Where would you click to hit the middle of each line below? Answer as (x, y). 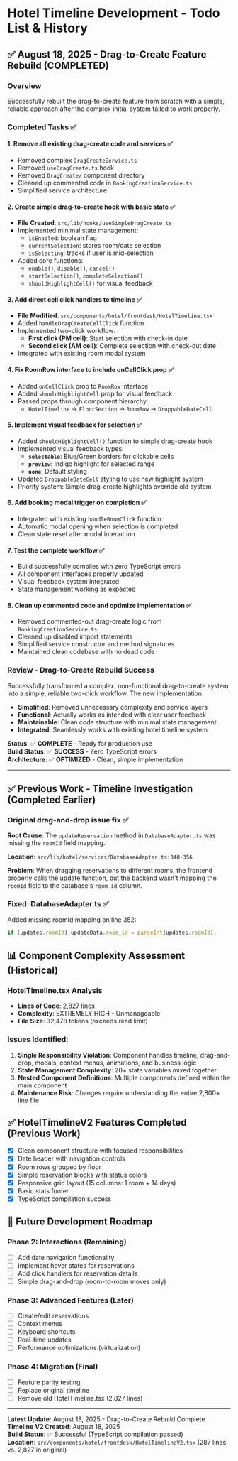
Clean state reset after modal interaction (76, 534)
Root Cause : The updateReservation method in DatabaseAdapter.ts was (112, 835)
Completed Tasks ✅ (42, 127)
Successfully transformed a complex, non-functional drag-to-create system (118, 685)
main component (42, 1085)
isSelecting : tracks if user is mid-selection (91, 253)
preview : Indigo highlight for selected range (91, 464)
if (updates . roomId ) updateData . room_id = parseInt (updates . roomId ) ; (112, 933)
